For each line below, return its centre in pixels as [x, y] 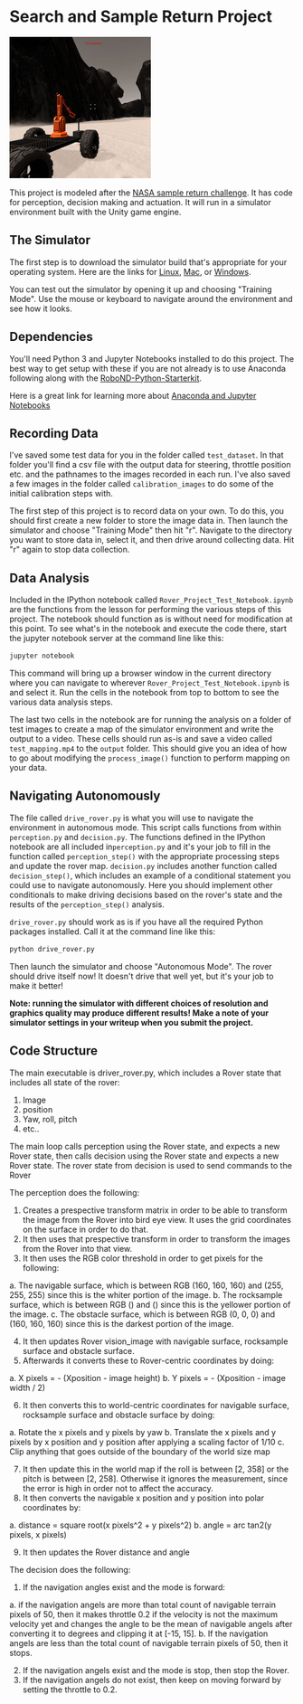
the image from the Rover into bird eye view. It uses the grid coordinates [157, 1219]
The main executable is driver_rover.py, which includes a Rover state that [146, 1073]
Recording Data [54, 433]
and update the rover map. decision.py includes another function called [143, 866]
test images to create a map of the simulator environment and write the [142, 729]
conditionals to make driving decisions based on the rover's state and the [146, 895]
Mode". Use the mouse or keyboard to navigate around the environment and [151, 298]
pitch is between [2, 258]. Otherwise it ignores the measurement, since [155, 1478]
